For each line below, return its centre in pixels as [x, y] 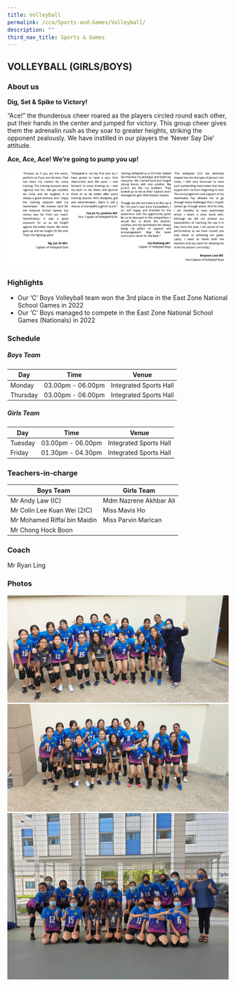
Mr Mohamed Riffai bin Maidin [53, 520]
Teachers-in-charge [42, 473]
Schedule [24, 338]
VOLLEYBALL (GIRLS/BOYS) [70, 67]
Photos [20, 584]
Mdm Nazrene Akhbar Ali [139, 501]
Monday [22, 385]
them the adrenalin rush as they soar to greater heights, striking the [105, 130]
